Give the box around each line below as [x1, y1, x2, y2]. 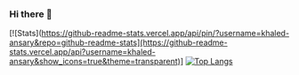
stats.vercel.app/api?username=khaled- [9, 47, 156, 57]
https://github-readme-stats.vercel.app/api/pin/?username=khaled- [41, 28, 290, 39]
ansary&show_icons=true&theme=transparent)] [9, 56, 184, 67]
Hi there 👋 [9, 8, 53, 20]
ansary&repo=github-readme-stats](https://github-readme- [9, 37, 229, 48]
